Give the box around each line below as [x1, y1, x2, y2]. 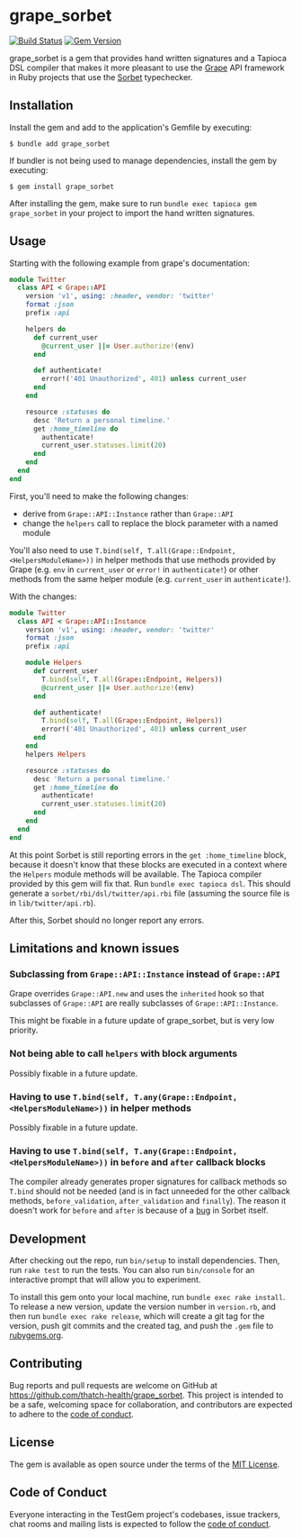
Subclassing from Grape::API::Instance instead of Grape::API [9, 968, 281, 980]
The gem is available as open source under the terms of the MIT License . [9, 1459, 280, 1470]
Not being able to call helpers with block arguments [9, 1047, 238, 1060]
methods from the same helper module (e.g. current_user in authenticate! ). [9, 573, 292, 584]
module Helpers [25, 659, 83, 668]
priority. [9, 1024, 39, 1036]
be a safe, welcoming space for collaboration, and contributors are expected [9, 1398, 293, 1410]
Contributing [9, 1356, 83, 1371]
